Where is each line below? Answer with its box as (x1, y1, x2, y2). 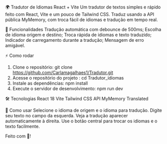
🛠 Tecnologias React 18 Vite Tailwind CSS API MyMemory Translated (5, 96, 149, 102)
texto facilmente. (5, 123, 40, 129)
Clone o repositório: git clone (12, 64, 73, 70)
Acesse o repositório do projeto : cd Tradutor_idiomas (12, 75, 124, 81)
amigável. (5, 42, 25, 48)
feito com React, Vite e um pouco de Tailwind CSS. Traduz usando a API (5, 12, 154, 17)
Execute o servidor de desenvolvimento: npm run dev (12, 86, 123, 92)
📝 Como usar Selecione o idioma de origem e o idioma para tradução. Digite (5, 107, 162, 113)
